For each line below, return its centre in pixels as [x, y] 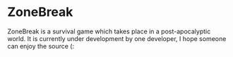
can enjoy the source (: [41, 46]
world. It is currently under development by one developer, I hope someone [117, 38]
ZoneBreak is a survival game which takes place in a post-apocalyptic [109, 31]
